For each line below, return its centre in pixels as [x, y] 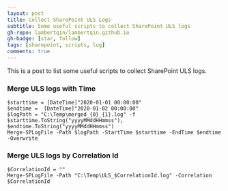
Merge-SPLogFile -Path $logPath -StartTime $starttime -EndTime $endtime [114, 133]
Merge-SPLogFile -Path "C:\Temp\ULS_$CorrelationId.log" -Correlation [110, 176]
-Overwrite [23, 138]
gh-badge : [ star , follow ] [44, 39]
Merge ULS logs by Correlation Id [63, 156]
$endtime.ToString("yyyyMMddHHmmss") [61, 127]
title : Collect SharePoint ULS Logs [59, 20]
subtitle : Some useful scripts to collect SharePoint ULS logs [99, 26]
